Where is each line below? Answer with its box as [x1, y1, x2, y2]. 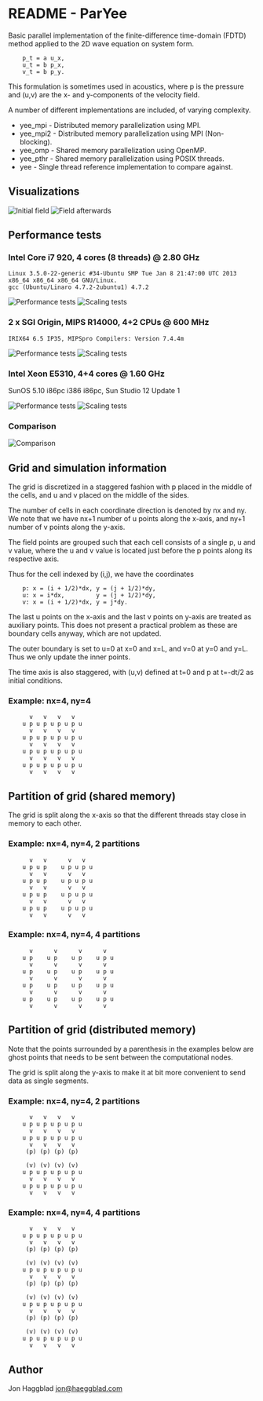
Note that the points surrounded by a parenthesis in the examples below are [8, 1044, 254, 1053]
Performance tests [8, 228, 102, 242]
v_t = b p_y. [22, 67, 65, 75]
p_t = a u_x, [22, 54, 65, 62]
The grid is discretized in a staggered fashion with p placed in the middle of [8, 482, 253, 491]
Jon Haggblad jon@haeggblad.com [8, 1384, 123, 1393]
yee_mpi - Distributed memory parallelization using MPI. [19, 120, 202, 130]
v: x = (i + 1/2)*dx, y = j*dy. [22, 598, 128, 607]
